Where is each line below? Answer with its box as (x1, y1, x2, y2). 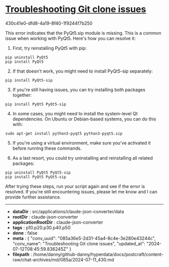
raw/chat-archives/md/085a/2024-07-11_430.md (12, 256, 114, 262)
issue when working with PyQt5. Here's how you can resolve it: (5, 35, 136, 41)
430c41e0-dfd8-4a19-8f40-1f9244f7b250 (5, 20, 93, 26)
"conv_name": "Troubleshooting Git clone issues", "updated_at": (12, 240, 146, 246)
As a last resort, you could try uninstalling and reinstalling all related (12, 155, 153, 161)
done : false (12, 230, 38, 236)
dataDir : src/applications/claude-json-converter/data (12, 208, 124, 215)
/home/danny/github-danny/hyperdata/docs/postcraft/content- (33, 251, 164, 257)
